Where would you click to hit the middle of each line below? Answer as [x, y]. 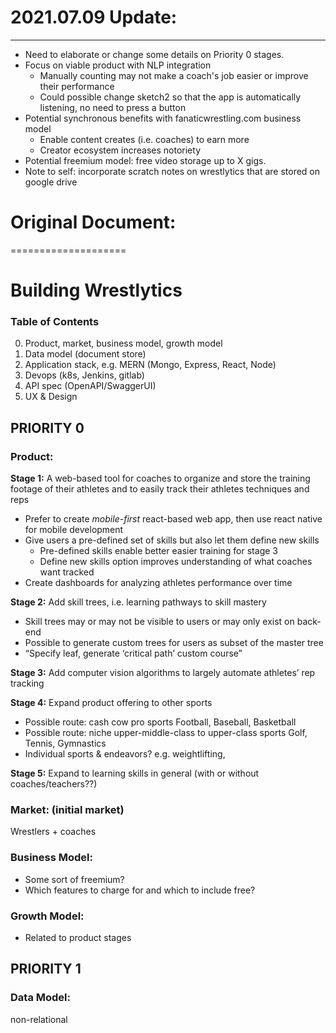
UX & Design [51, 397]
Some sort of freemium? [74, 879]
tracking [27, 683]
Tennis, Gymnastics [65, 743]
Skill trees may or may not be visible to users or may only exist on [159, 622]
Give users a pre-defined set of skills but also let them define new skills [172, 540]
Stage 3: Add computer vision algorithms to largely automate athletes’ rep [163, 673]
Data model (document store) [85, 354]
